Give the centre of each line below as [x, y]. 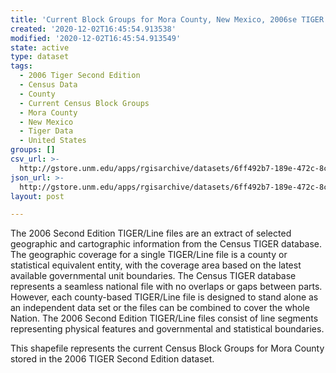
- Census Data [48, 85]
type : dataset [40, 57]
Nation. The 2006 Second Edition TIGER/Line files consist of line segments [164, 318]
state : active [40, 47]
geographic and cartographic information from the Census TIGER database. [166, 244]
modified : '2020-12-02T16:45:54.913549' [96, 38]
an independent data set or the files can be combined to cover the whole [160, 308]
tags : [21, 66]
